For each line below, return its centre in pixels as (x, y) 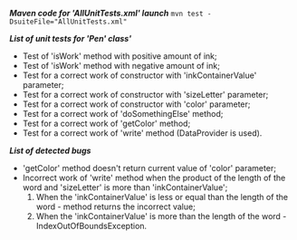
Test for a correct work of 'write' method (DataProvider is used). (142, 133)
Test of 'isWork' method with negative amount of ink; (121, 66)
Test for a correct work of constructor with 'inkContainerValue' (139, 75)
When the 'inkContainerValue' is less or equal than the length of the (162, 197)
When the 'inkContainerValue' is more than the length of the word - (161, 216)
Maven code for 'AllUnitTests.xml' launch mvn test (106, 13)
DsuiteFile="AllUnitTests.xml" (68, 22)
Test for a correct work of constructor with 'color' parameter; (136, 104)
